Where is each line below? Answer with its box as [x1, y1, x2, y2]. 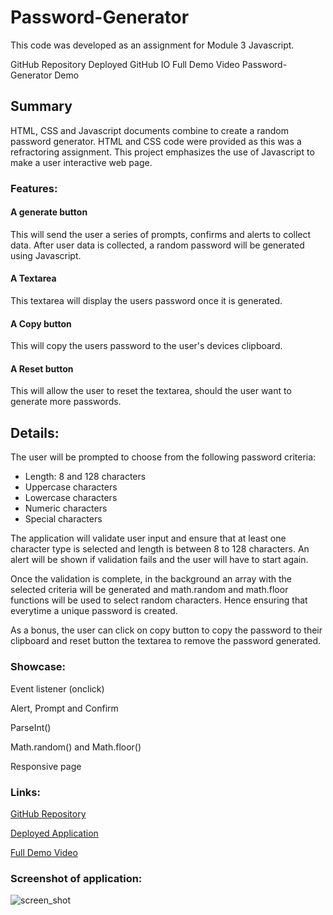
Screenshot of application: [10, 871, 143, 885]
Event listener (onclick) [10, 682, 105, 695]
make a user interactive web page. [10, 156, 153, 168]
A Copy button [10, 317, 72, 330]
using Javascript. [10, 249, 82, 261]
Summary [10, 98, 73, 115]
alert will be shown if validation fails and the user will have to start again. [10, 554, 309, 566]
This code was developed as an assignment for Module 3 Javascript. [10, 39, 295, 51]
